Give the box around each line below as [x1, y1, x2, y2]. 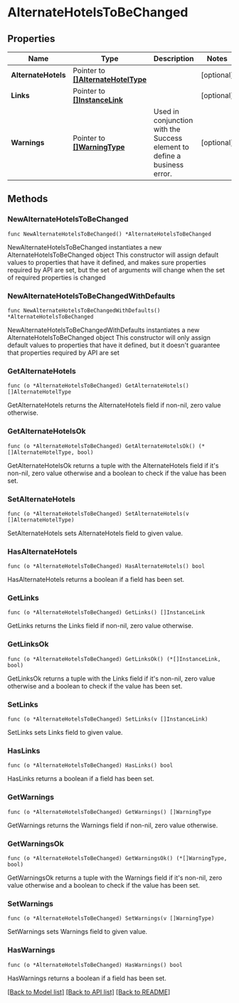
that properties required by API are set [7, 348, 119, 356]
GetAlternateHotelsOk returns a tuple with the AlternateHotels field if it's [7, 461, 219, 469]
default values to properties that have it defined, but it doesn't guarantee [7, 341, 221, 349]
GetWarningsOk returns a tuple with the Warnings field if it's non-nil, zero [7, 873, 223, 882]
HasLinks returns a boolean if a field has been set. [7, 775, 154, 783]
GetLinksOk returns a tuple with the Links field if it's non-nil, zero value [7, 674, 216, 683]
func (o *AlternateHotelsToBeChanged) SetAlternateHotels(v [7, 510, 190, 517]
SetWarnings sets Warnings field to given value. [7, 928, 148, 936]
